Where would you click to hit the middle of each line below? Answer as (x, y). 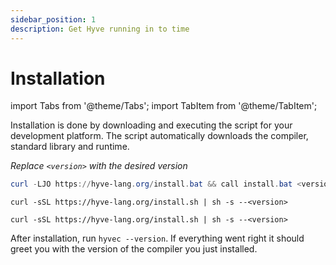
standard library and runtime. (70, 147)
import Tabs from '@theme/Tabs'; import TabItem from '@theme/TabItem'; (164, 106)
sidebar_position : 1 (53, 19)
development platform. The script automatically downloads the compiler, (159, 136)
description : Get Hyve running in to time (100, 29)
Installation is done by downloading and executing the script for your (151, 125)
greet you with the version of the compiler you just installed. (134, 249)
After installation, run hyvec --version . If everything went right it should (157, 238)
